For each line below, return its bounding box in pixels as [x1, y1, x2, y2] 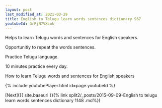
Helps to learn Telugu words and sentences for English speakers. [5, 35, 139, 41]
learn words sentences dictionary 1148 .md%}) [5, 98, 101, 104]
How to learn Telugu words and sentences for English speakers [5, 73, 135, 79]
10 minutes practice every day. [5, 63, 68, 69]
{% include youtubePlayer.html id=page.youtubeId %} [5, 83, 116, 89]
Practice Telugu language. [5, 54, 59, 60]
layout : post [5, 7, 32, 12]
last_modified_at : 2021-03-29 [5, 12, 68, 17]
